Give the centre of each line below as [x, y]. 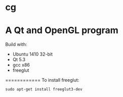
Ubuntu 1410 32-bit [33, 54]
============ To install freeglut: [42, 80]
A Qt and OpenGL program [62, 31]
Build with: [16, 44]
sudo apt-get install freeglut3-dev [44, 89]
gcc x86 [21, 65]
